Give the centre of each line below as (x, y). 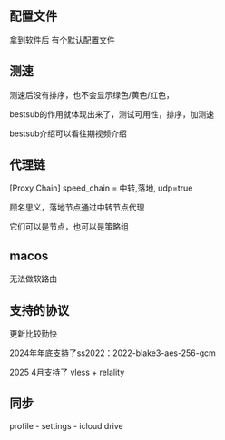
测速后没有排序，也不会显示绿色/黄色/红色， (92, 94)
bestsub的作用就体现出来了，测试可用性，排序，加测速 (112, 114)
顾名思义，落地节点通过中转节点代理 (77, 208)
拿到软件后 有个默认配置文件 (62, 40)
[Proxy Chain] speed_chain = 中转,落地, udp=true (101, 188)
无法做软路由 (33, 279)
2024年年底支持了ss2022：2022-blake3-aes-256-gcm (112, 353)
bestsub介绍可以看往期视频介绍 (68, 133)
